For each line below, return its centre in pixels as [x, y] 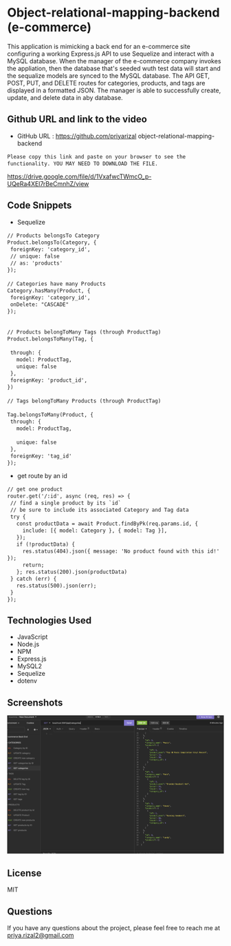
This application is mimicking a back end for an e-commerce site [99, 46]
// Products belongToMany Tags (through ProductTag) [84, 332]
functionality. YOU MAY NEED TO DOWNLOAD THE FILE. [82, 163]
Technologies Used [49, 620]
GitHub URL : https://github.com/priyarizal [77, 136]
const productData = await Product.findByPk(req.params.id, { [107, 524]
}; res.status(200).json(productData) [72, 572]
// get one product [35, 489]
